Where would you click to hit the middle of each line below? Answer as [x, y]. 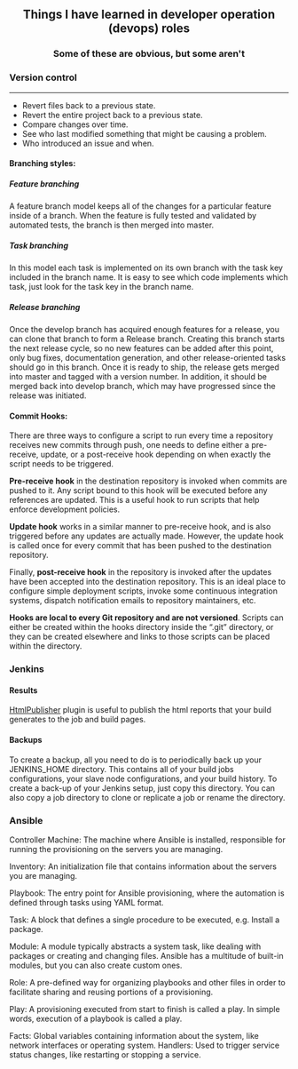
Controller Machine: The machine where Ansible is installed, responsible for [147, 840]
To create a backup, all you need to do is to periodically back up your [136, 760]
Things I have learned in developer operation [149, 15]
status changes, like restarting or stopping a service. [105, 1054]
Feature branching [44, 183]
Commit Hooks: [39, 416]
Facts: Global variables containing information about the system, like [134, 1035]
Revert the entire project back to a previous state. [112, 115]
